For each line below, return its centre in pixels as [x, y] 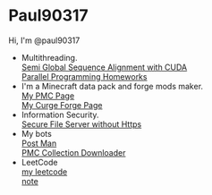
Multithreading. [49, 57]
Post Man [39, 143]
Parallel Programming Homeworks [84, 76]
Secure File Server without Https [81, 124]
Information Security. [60, 114]
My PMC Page [48, 96]
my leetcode [44, 172]
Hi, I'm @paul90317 [44, 40]
